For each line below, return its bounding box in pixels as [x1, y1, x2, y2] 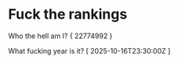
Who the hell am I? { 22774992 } [8, 31, 113, 40]
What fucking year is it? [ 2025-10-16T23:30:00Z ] [8, 46, 171, 55]
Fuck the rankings [8, 5, 128, 23]
